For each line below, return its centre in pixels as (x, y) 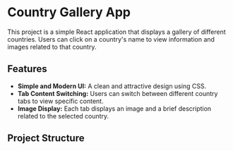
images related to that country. (52, 47)
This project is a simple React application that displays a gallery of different (116, 32)
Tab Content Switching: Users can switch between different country (118, 93)
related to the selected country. (63, 116)
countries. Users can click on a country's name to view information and (111, 39)
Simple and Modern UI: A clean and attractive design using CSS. (112, 86)
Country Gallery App (69, 12)
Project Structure (46, 138)
